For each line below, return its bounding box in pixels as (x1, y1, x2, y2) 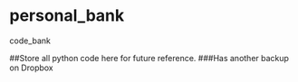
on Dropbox (9, 62, 54, 73)
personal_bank (9, 5, 125, 26)
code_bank (9, 35, 52, 46)
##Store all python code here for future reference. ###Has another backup (9, 52, 290, 63)
